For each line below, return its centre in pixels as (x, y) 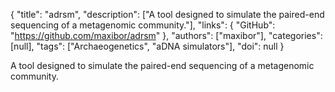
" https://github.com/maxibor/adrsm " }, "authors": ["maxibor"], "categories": (166, 35)
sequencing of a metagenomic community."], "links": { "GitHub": (143, 25)
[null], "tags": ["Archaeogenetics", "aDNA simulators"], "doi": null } (147, 46)
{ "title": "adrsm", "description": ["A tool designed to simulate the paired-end (167, 14)
